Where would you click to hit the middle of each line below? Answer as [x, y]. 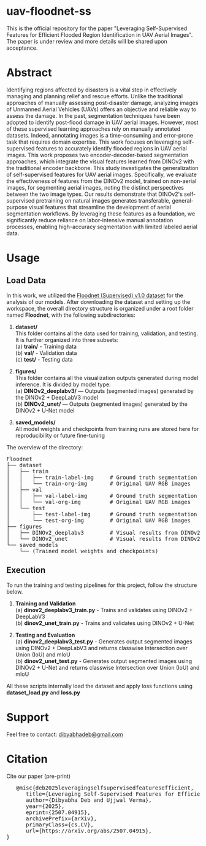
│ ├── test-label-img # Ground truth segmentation [102, 514]
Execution [26, 570]
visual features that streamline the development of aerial [100, 207]
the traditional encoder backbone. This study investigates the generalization [102, 168]
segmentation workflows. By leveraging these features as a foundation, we [101, 214]
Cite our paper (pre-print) [39, 776]
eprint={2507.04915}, [58, 812]
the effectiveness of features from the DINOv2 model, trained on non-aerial [101, 181]
